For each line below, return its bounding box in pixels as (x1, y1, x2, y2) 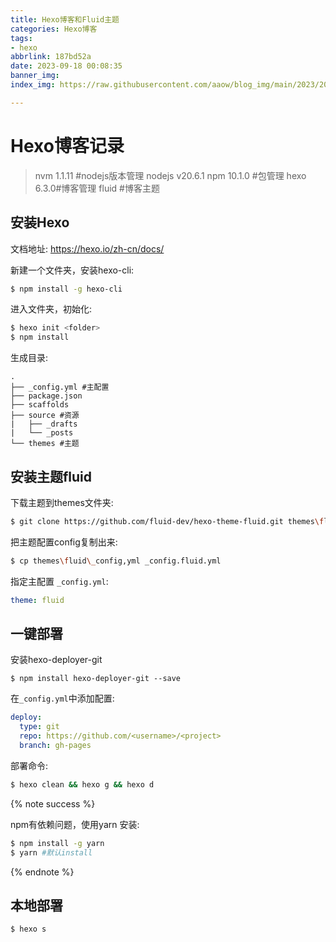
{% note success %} (10, 797, 96, 810)
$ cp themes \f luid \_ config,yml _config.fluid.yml (10, 556, 222, 566)
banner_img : (10, 71, 60, 81)
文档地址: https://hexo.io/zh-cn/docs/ (10, 242, 165, 255)
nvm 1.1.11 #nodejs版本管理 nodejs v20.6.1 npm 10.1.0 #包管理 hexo (34, 169, 307, 181)
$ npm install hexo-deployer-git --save (10, 674, 182, 684)
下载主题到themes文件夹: (10, 496, 114, 508)
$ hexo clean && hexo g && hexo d (10, 779, 155, 790)
